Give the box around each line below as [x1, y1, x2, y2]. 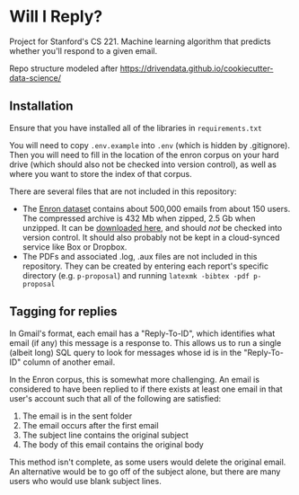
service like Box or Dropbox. [22, 241, 128, 252]
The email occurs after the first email [22, 420, 159, 430]
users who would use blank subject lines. [9, 475, 162, 486]
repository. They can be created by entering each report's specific [22, 261, 269, 271]
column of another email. [22, 357, 116, 367]
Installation [9, 99, 74, 114]
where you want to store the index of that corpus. [9, 168, 193, 179]
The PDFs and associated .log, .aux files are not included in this [22, 251, 258, 261]
